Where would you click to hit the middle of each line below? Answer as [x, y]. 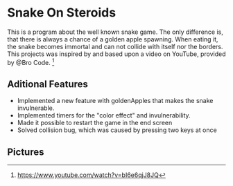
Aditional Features [48, 84]
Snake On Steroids [62, 13]
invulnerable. [36, 108]
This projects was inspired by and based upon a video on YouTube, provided [116, 54]
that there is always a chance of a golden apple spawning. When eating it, [113, 39]
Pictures [26, 152]
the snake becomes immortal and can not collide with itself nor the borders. [115, 46]
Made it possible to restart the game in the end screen [95, 123]
